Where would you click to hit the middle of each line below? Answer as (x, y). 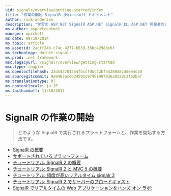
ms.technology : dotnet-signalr (38, 53)
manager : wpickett (25, 34)
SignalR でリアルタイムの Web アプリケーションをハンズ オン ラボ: (82, 188)
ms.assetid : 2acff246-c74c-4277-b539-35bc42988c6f (60, 48)
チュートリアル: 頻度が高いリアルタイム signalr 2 (64, 175)
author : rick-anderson (29, 19)
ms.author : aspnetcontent (33, 29)
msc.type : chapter (25, 67)
